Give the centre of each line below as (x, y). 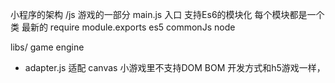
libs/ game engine (47, 47)
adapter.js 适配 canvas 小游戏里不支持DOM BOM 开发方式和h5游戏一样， (175, 67)
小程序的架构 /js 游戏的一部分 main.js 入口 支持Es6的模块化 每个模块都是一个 (167, 14)
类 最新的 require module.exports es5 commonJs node (123, 27)
